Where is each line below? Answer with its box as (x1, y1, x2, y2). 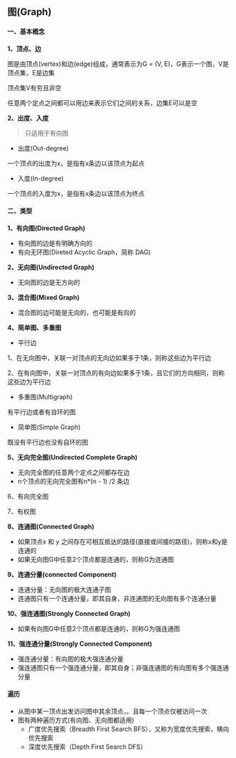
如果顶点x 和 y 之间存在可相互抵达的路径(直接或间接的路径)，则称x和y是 (17, 537, 228, 546)
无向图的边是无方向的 (17, 278, 80, 286)
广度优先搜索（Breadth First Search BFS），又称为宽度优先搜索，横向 (28, 725, 230, 733)
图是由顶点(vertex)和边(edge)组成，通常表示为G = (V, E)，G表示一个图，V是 (7, 59, 229, 68)
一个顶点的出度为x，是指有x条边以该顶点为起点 (7, 158, 145, 168)
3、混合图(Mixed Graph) (7, 293, 80, 301)
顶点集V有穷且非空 (7, 83, 62, 92)
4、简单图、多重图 (7, 323, 62, 332)
